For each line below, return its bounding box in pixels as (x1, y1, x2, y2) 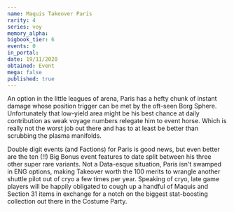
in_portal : (7, 50, 39, 57)
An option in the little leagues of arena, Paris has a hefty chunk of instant (7, 94, 217, 103)
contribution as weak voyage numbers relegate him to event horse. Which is (7, 117, 227, 125)
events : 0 (7, 43, 36, 50)
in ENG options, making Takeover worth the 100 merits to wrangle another (7, 167, 221, 176)
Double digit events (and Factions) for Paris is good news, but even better (7, 145, 220, 154)
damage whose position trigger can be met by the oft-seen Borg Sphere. (7, 102, 217, 111)
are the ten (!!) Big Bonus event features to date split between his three (7, 153, 212, 161)
